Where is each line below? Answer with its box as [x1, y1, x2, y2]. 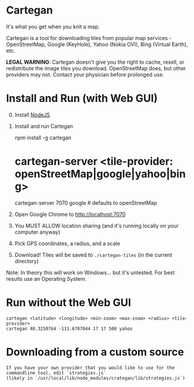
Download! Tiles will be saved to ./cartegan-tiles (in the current [14, 251, 172, 258]
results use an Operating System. [6, 275, 87, 282]
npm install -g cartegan [14, 134, 72, 141]
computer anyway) [14, 228, 61, 235]
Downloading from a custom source [6, 345, 184, 359]
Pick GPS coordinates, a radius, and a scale [14, 240, 121, 247]
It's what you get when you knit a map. [6, 23, 100, 30]
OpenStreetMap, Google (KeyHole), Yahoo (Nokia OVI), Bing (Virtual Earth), [6, 41, 188, 48]
